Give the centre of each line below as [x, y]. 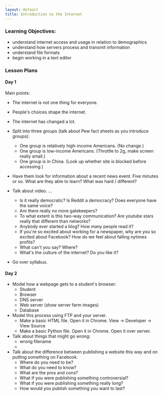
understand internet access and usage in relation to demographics [80, 42]
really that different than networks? [55, 221]
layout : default [22, 10]
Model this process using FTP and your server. [59, 316]
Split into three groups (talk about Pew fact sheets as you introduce [80, 131]
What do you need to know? [48, 368]
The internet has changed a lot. [44, 121]
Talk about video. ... [32, 191]
